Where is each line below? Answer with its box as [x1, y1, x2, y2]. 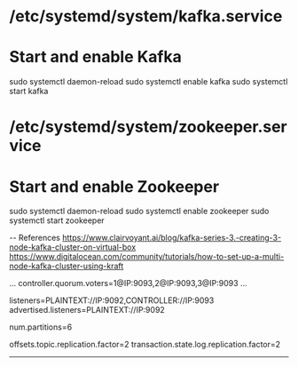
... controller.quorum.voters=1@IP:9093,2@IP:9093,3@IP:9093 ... [9, 278, 247, 289]
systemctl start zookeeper [9, 215, 105, 226]
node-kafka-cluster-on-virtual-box [9, 242, 137, 252]
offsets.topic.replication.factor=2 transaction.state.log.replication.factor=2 [9, 339, 281, 350]
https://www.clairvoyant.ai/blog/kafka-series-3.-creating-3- [61, 233, 282, 243]
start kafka [9, 86, 49, 97]
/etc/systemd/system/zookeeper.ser [9, 117, 288, 137]
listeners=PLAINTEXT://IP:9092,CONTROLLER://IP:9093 [9, 295, 215, 306]
